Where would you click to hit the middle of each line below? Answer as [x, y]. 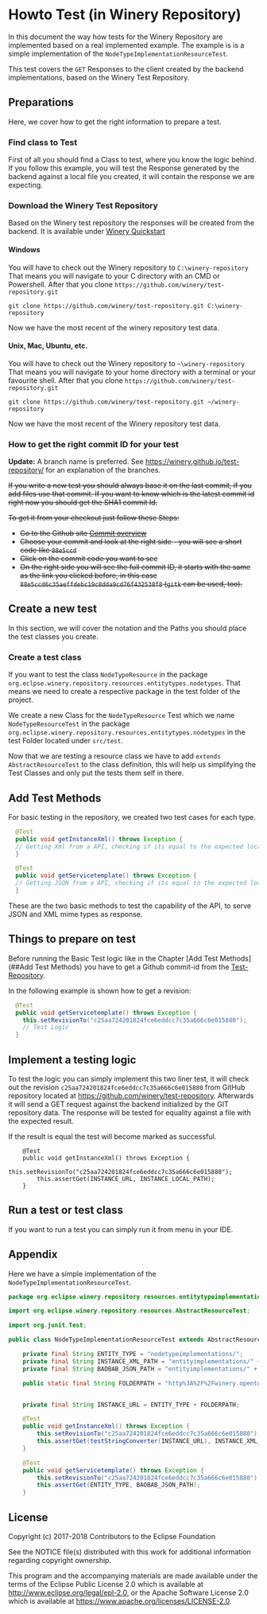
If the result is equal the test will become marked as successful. [112, 1136]
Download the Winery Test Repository [83, 205]
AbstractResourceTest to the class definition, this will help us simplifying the [132, 765]
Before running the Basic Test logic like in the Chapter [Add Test [113, 958]
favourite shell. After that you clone [66, 380]
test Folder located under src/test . [66, 741]
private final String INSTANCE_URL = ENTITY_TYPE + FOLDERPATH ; [131, 1405]
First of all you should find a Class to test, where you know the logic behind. [132, 160]
